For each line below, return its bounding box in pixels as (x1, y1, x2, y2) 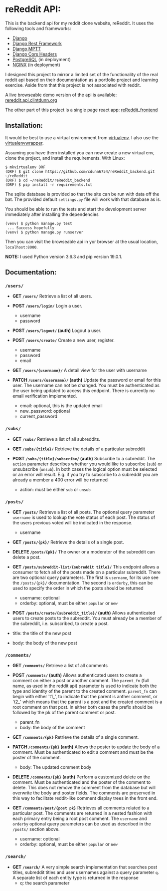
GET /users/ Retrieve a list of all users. (12, 293, 92, 299)
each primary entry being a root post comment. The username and (12, 815, 147, 822)
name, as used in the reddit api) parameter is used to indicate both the (12, 683, 157, 689)
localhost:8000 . (5, 244, 38, 250)
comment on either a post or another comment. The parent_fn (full (12, 678, 150, 684)
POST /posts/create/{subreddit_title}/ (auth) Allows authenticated (12, 610, 156, 616)
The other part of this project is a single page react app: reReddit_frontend (5, 107, 158, 113)
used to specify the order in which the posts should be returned (12, 585, 144, 591)
